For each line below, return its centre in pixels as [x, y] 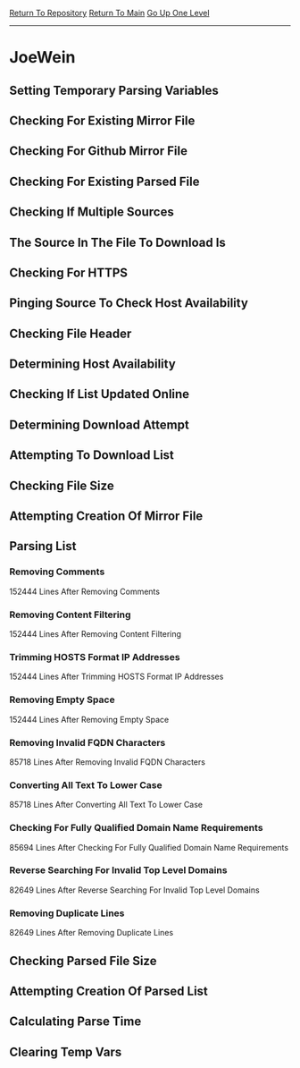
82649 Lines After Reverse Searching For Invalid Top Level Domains [135, 890]
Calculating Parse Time [75, 1022]
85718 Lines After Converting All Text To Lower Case [106, 805]
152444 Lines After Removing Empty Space [89, 719]
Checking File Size [62, 485]
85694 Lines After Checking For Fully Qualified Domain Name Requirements [149, 847]
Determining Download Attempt [99, 424]
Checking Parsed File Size [83, 961]
